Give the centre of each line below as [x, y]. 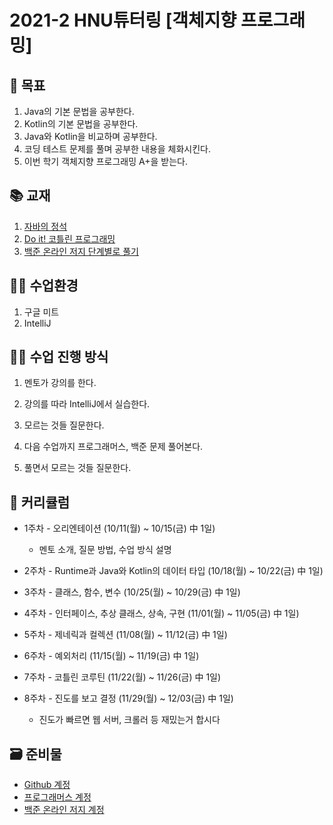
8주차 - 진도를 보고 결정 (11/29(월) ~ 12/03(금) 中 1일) [128, 698]
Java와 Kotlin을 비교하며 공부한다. [90, 136]
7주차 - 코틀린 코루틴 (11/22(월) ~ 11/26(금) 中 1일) [122, 677]
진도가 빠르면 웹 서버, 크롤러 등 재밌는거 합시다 [129, 720]
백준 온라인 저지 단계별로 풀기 [81, 251]
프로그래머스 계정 [57, 797]
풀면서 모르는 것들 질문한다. [77, 468]
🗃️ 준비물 [35, 754]
